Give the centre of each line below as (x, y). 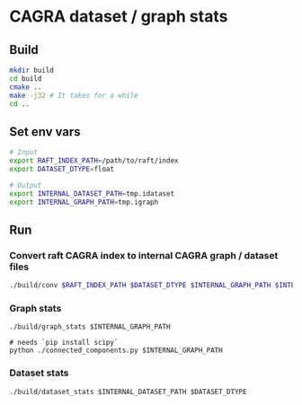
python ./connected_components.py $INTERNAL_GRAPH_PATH (116, 351)
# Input (24, 153)
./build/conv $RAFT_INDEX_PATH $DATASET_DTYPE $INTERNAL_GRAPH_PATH (140, 286)
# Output (26, 185)
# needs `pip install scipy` (64, 343)
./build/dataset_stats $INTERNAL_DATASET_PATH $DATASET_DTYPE (128, 392)
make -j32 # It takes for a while (74, 95)
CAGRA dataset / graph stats (119, 17)
